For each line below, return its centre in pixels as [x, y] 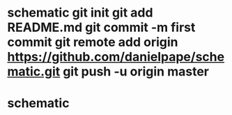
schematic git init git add [80, 13]
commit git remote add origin [93, 42]
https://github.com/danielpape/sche [116, 57]
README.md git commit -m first [101, 27]
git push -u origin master [136, 72]
